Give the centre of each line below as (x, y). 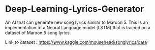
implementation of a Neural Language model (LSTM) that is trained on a (78, 27)
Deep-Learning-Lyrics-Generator (75, 9)
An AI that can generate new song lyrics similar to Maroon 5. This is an (77, 22)
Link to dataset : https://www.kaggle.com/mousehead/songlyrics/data (76, 42)
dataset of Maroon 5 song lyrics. (38, 33)
